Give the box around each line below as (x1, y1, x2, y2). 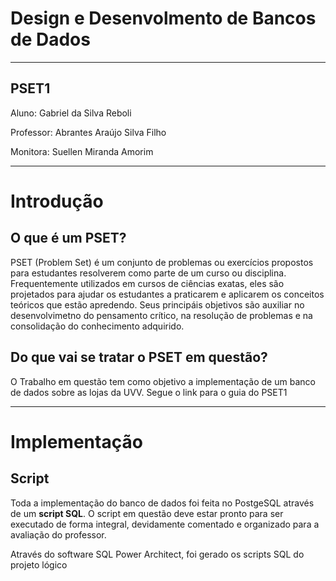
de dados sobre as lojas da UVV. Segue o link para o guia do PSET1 (10, 386, 288, 398)
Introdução (10, 190, 104, 212)
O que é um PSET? (10, 230, 127, 247)
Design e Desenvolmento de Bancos (10, 7, 317, 30)
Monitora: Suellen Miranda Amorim (10, 145, 154, 157)
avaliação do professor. (10, 528, 107, 541)
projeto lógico (10, 558, 68, 571)
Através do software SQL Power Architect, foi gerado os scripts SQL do (10, 548, 305, 560)
